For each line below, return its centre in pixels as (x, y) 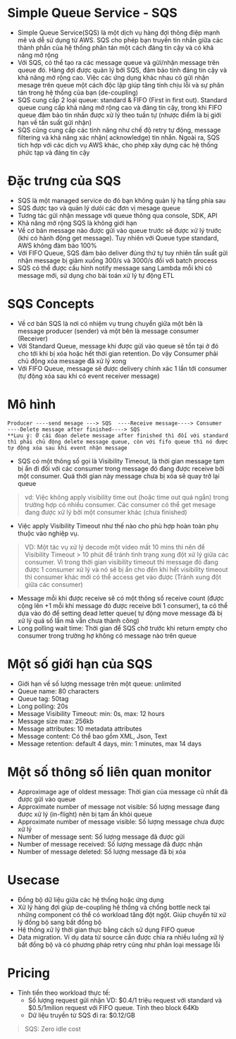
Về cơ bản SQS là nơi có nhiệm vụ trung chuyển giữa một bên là (110, 323)
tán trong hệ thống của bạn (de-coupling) (78, 92)
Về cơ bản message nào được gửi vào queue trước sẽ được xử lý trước (119, 230)
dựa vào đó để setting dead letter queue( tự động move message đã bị (120, 613)
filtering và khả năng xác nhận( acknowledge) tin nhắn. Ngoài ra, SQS (119, 137)
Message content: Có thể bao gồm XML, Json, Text (92, 736)
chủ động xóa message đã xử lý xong (72, 360)
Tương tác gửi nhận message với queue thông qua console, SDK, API (117, 215)
